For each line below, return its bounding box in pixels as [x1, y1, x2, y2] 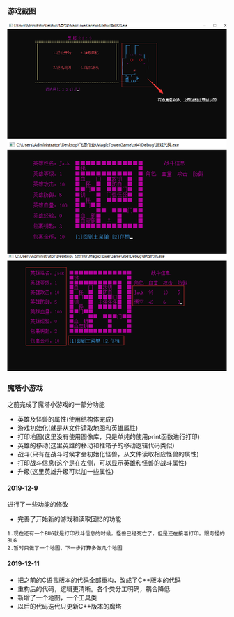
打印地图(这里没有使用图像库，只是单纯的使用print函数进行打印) [17, 433, 201, 441]
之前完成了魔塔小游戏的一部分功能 [7, 400, 105, 409]
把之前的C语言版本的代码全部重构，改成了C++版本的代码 [17, 576, 181, 584]
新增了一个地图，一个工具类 [17, 593, 97, 602]
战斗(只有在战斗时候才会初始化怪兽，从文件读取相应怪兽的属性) [17, 450, 200, 459]
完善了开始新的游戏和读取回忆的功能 [17, 515, 122, 523]
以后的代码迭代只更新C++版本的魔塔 [17, 602, 122, 610]
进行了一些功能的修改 [7, 500, 68, 509]
